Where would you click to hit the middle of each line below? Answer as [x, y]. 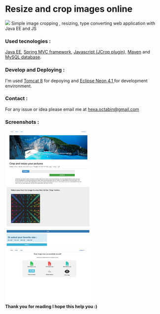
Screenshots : [22, 122]
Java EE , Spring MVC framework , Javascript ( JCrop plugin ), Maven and [78, 52]
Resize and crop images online [69, 9]
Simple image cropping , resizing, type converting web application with [83, 23]
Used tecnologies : [28, 41]
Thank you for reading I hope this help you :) [51, 306]
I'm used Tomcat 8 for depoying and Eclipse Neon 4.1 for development [76, 81]
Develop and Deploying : [35, 70]
